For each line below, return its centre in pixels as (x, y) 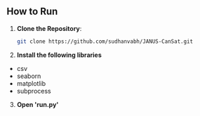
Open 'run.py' (38, 104)
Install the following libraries (59, 55)
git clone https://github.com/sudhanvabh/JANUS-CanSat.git (105, 41)
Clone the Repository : (49, 28)
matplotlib (31, 83)
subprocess (34, 91)
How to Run (32, 12)
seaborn (29, 76)
